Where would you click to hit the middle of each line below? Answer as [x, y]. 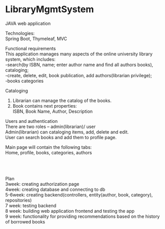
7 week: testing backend [31, 205]
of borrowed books [25, 221]
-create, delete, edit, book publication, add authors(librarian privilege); [79, 75]
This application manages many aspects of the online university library [79, 54]
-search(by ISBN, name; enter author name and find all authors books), [79, 64]
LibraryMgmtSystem [50, 9]
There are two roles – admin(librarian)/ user [51, 126]
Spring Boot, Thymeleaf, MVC [36, 39]
